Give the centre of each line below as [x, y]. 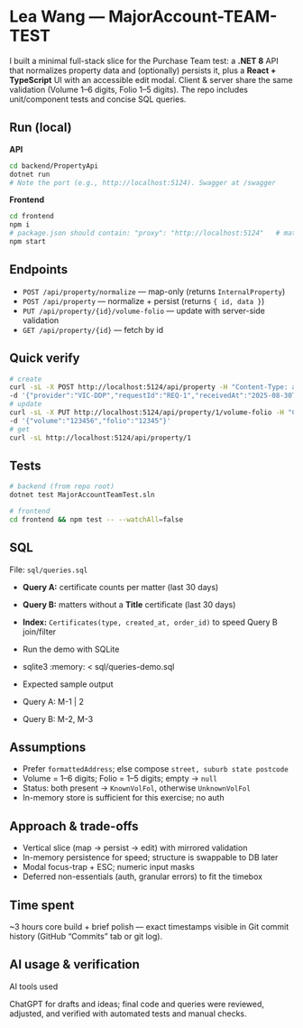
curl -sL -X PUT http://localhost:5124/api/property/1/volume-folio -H [147, 412]
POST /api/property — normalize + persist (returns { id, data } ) [143, 301]
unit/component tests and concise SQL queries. [98, 99]
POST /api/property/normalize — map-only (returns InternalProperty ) [154, 292]
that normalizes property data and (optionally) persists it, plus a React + [143, 70]
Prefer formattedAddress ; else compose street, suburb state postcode [155, 769]
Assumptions [48, 748]
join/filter [39, 631]
